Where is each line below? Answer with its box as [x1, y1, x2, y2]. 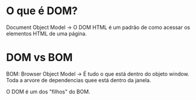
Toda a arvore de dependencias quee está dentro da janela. [6, 76, 152, 83]
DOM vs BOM [6, 51, 73, 64]
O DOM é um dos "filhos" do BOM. [6, 88, 90, 95]
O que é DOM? [6, 4, 78, 18]
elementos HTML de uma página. [6, 30, 87, 37]
